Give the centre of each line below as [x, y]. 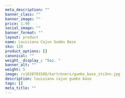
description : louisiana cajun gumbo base [48, 79]
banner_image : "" [23, 19]
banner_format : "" [24, 33]
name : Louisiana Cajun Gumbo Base [41, 42]
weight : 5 [15, 70]
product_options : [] [26, 51]
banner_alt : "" [21, 65]
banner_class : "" [23, 14]
